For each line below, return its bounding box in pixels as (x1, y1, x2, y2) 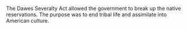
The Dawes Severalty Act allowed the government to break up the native (6, 5, 182, 12)
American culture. (6, 17, 50, 24)
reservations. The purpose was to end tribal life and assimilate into (6, 11, 167, 18)
